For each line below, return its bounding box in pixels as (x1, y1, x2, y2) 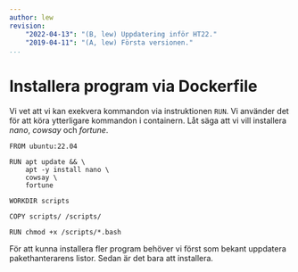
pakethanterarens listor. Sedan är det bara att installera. (9, 253, 214, 264)
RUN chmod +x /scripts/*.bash (9, 228, 122, 237)
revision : (9, 21, 46, 30)
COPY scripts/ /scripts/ (9, 212, 102, 221)
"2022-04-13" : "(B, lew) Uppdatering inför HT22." (25, 29, 218, 38)
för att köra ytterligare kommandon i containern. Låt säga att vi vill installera (9, 115, 287, 126)
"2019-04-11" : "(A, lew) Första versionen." (25, 37, 194, 47)
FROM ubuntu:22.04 (9, 142, 78, 152)
